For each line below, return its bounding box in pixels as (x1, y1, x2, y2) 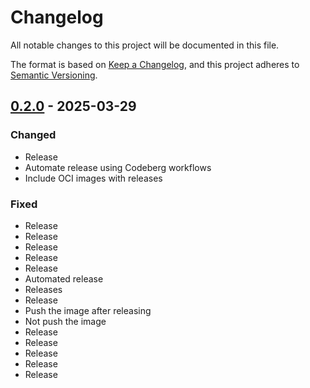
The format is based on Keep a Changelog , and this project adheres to (10, 58, 300, 70)
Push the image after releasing (24, 304, 152, 316)
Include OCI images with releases (24, 172, 163, 184)
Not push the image (24, 315, 107, 327)
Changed (10, 128, 57, 142)
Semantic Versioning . (10, 69, 98, 81)
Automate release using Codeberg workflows (24, 161, 212, 173)
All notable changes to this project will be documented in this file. (10, 39, 280, 51)
